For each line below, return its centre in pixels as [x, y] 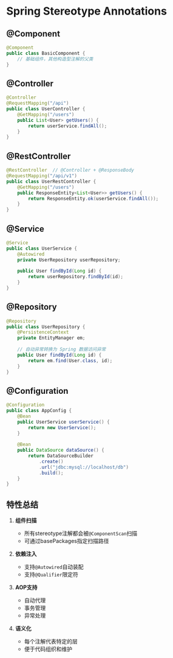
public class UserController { [46, 109]
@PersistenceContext [43, 332]
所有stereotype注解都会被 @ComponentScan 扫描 [81, 533]
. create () [51, 461]
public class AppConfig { [39, 411]
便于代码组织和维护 [48, 649]
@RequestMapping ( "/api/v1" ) [42, 176]
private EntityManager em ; [51, 338]
